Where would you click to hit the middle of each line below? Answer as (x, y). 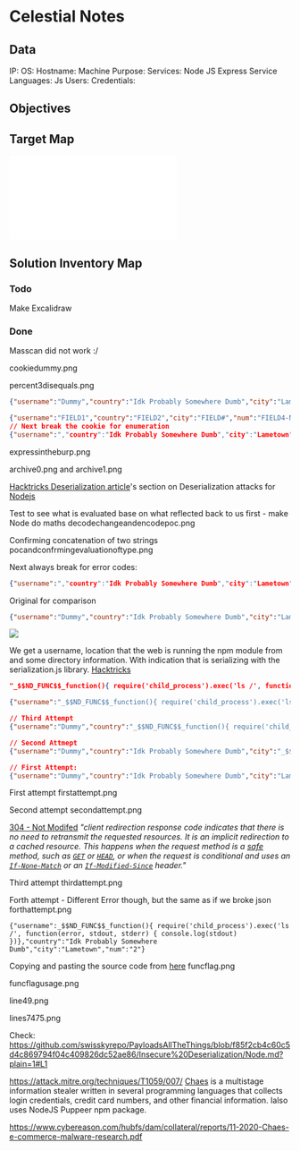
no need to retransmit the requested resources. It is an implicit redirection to (150, 837)
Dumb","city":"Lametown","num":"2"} (77, 950)
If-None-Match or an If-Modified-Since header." (98, 865)
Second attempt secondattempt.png (76, 810)
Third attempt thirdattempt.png (66, 882)
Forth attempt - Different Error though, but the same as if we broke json (140, 900)
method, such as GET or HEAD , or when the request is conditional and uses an (150, 856)
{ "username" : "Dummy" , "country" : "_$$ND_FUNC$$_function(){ (119, 727)
